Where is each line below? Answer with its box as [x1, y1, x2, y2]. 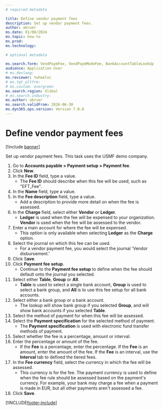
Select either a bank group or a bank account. [12, 297, 105, 303]
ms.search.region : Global [5, 89, 58, 93]
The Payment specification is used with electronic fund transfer [19, 323, 149, 329]
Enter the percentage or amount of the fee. [12, 338, 99, 344]
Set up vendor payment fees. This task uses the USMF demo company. [5, 153, 148, 159]
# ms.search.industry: [5, 93, 52, 98]
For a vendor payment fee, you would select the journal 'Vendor [19, 245, 148, 251]
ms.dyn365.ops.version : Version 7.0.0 [5, 107, 84, 112]
